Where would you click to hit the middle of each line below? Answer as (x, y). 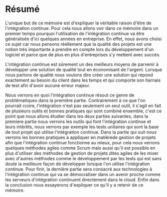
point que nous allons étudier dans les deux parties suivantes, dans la (77, 116)
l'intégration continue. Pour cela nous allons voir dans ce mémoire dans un (82, 28)
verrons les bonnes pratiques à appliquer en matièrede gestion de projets (81, 137)
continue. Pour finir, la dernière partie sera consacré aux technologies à (79, 169)
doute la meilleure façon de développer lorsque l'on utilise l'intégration (78, 164)
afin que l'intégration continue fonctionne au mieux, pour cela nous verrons (83, 142)
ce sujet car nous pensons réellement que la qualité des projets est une (79, 44)
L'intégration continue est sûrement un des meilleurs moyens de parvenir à (82, 64)
